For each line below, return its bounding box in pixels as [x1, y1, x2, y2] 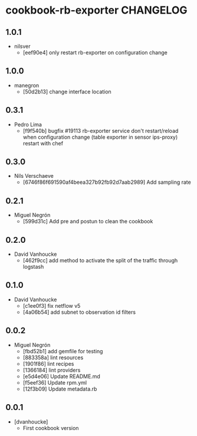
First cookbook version [22, 424, 79, 431]
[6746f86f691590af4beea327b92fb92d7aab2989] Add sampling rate [22, 178, 191, 186]
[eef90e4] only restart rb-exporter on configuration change [22, 49, 168, 56]
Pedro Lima [14, 121, 42, 128]
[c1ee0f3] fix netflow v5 [22, 302, 81, 309]
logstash [22, 263, 44, 271]
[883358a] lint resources [22, 354, 84, 361]
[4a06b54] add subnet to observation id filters [22, 308, 136, 315]
